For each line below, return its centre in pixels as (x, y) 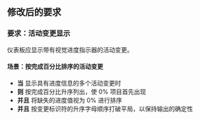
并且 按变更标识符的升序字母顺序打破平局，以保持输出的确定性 (105, 109)
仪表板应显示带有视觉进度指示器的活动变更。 (70, 49)
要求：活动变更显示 (39, 34)
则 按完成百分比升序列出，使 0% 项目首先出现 (82, 92)
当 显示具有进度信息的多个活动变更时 (69, 83)
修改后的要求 (34, 12)
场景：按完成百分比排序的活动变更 (55, 66)
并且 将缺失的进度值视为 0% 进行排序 (70, 100)
